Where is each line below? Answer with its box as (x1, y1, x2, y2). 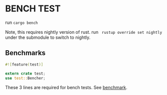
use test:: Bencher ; (5, 76, 46, 81)
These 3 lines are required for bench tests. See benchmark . (5, 85, 128, 91)
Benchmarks (5, 49, 46, 57)
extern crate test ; (5, 71, 46, 76)
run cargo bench (5, 19, 38, 25)
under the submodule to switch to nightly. (5, 34, 91, 40)
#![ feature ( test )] (5, 62, 43, 67)
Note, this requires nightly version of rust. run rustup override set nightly (5, 29, 163, 35)
